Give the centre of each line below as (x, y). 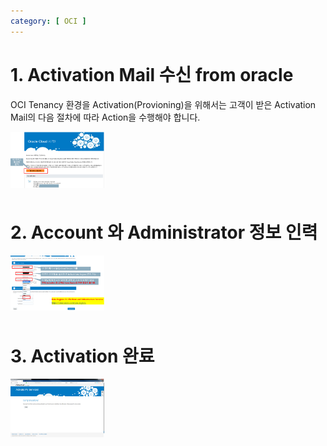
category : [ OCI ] (48, 21)
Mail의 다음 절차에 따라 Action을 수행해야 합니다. (105, 117)
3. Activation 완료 (82, 356)
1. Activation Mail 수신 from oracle (152, 74)
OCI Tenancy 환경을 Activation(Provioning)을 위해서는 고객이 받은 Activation (163, 104)
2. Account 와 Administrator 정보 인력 (164, 232)
